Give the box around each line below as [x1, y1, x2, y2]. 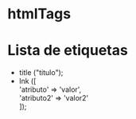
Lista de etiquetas [7, 42, 128, 60]
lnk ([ [18, 77, 37, 86]
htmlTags [7, 5, 72, 23]
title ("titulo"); [18, 68, 64, 77]
